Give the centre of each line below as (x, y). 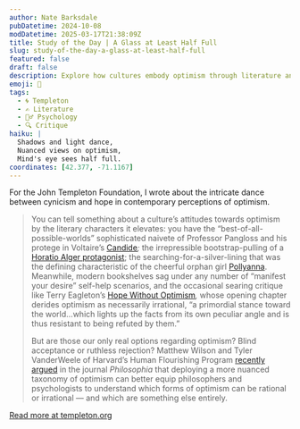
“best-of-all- (240, 229)
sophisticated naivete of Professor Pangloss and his (192, 239)
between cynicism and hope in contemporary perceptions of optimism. (140, 202)
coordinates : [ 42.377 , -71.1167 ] (71, 167)
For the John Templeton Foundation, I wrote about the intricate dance (137, 192)
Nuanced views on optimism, (70, 150)
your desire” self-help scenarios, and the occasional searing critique (157, 286)
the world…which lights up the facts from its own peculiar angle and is (160, 315)
